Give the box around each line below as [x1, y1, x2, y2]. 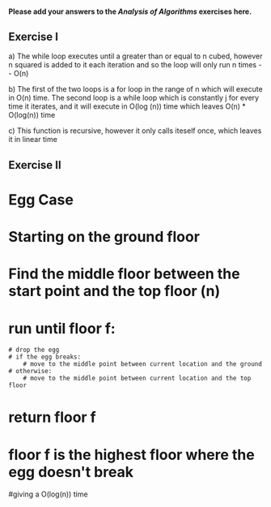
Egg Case [8, 191, 74, 208]
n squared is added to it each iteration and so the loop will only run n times [8, 60, 257, 70]
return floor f [8, 408, 97, 427]
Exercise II [8, 158, 62, 172]
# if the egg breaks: [8, 353, 82, 361]
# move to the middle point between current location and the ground [23, 360, 263, 368]
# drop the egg [8, 346, 60, 354]
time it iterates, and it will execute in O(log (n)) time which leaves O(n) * [8, 101, 247, 111]
